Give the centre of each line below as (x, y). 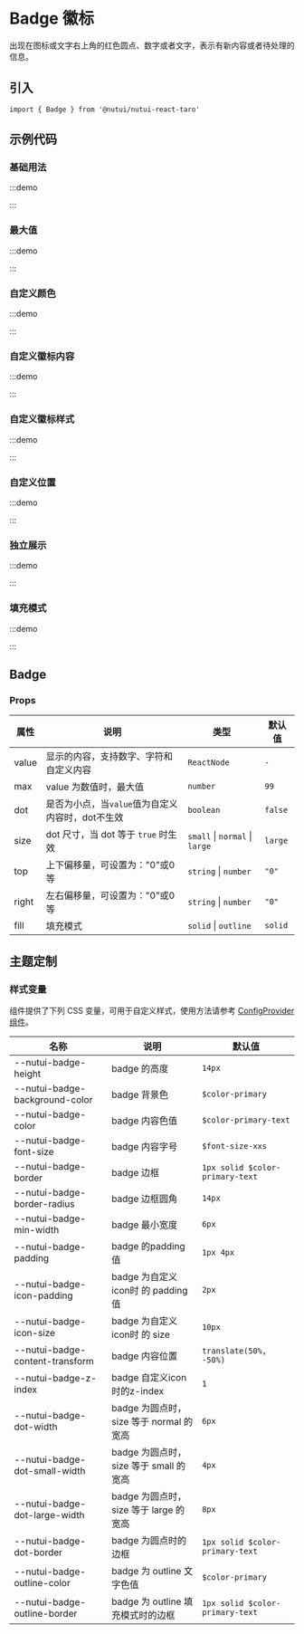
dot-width (36, 1427)
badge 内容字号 (145, 1146)
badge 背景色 (140, 1094)
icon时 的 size (141, 1334)
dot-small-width (50, 1470)
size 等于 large (142, 1510)
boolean (204, 810)
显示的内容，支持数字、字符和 (109, 757)
